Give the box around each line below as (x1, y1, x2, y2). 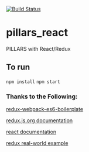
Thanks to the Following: (6, 92, 78, 101)
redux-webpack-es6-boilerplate (6, 106, 84, 113)
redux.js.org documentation (6, 117, 73, 124)
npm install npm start (6, 79, 60, 85)
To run (6, 62, 30, 72)
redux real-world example (6, 140, 69, 147)
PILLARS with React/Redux (6, 45, 71, 52)
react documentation (6, 129, 57, 136)
